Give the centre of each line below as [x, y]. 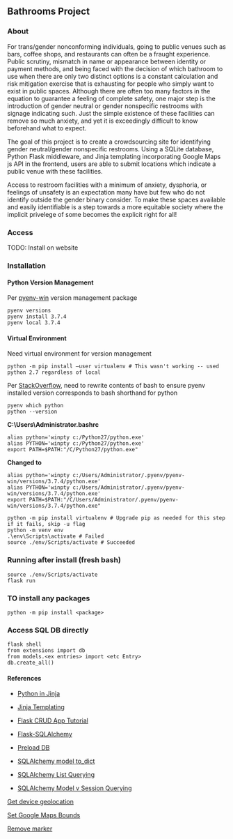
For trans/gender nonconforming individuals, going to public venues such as [116, 46]
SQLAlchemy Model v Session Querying [74, 788]
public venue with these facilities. [55, 171]
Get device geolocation [41, 802]
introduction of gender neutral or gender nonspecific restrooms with [105, 106]
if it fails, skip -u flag [46, 524]
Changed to [24, 462]
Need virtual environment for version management [79, 354]
